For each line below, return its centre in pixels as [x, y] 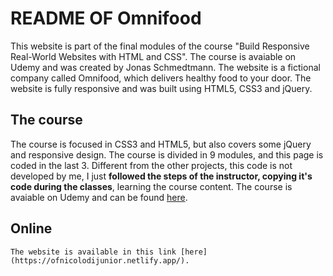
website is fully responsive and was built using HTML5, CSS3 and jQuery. [161, 88]
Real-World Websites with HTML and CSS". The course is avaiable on [153, 56]
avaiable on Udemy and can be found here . [99, 197]
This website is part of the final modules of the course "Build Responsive [160, 46]
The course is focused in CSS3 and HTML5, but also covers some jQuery [161, 144]
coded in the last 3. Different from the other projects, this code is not [151, 165]
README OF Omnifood [106, 18]
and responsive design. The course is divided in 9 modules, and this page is [167, 154]
